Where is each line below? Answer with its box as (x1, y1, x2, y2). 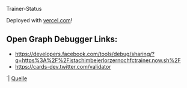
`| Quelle (6, 75, 28, 82)
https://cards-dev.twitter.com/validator (14, 63, 111, 70)
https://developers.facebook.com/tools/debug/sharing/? (14, 50, 155, 57)
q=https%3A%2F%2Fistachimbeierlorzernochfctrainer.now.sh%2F (14, 57, 182, 64)
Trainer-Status (6, 5, 42, 12)
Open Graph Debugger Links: (6, 34, 118, 45)
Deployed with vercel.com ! (6, 17, 73, 24)
